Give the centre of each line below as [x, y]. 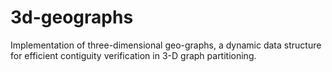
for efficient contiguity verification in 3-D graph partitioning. [133, 55]
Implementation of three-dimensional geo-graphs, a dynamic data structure [166, 45]
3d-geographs [72, 17]
